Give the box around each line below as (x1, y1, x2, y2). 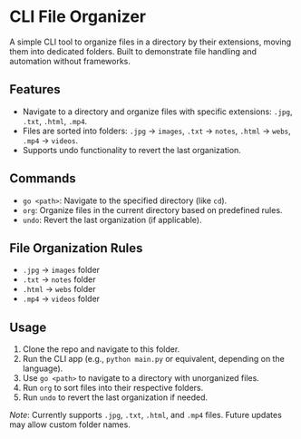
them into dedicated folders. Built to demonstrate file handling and (9, 45, 257, 56)
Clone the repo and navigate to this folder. (22, 344, 180, 355)
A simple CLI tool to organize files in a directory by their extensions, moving (9, 36, 292, 47)
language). (22, 363, 63, 374)
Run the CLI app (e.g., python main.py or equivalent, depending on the (22, 354, 286, 365)
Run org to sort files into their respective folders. (22, 383, 204, 394)
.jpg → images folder (22, 265, 101, 276)
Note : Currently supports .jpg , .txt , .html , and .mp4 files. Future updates (9, 410, 283, 421)
